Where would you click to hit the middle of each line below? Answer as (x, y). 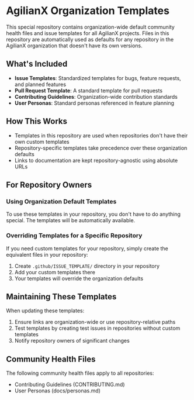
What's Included (37, 64)
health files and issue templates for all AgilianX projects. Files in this (88, 33)
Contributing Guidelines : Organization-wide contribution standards (96, 96)
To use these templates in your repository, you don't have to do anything (93, 214)
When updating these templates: (45, 311)
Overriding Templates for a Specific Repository (74, 236)
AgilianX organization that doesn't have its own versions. (74, 46)
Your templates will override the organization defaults (79, 278)
